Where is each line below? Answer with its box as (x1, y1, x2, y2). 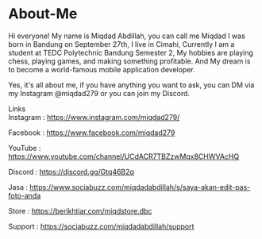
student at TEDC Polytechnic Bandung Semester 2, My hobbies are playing (8, 48, 254, 57)
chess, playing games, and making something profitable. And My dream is (8, 56, 251, 66)
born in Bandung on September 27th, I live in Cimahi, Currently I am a (8, 39, 235, 48)
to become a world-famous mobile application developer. (8, 64, 196, 74)
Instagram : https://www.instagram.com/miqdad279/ (8, 112, 180, 121)
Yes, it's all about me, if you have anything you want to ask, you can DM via (8, 80, 255, 90)
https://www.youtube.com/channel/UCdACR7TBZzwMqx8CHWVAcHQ (8, 152, 240, 161)
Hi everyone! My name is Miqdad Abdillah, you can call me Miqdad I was (8, 31, 246, 40)
